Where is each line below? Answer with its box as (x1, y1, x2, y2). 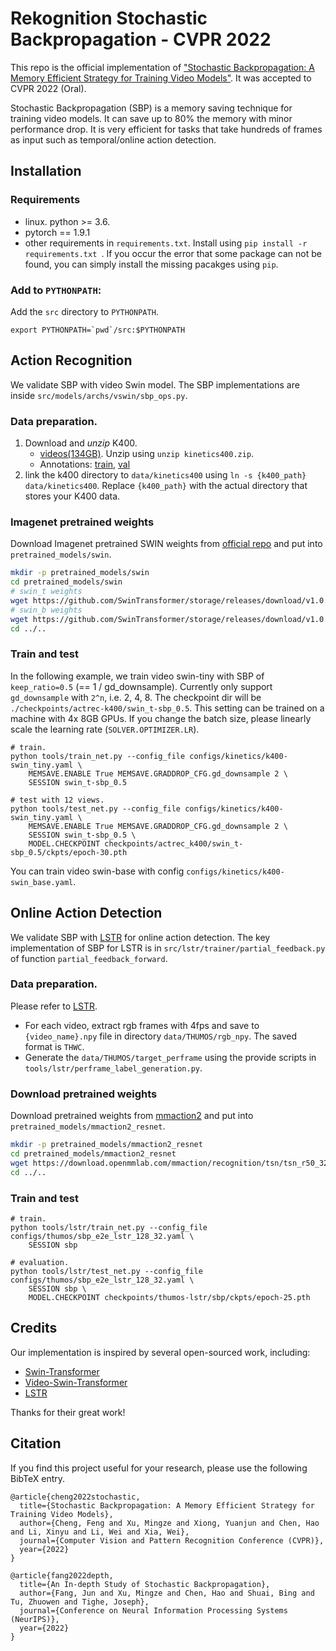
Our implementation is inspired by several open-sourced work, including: (10, 1346, 311, 1358)
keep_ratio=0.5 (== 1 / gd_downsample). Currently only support (10, 680, 273, 692)
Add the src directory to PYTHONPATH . (10, 305, 159, 317)
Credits (10, 1320, 58, 1337)
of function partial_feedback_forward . (10, 952, 168, 964)
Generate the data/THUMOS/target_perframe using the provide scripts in (24, 1051, 317, 1063)
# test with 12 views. (10, 795, 105, 805)
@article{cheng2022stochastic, (10, 1492, 141, 1502)
